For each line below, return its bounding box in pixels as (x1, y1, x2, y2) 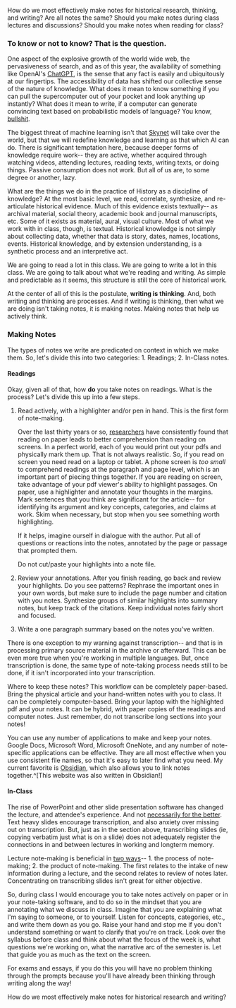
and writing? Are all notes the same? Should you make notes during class (7, 13, 220, 22)
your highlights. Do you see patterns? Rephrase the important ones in (17, 581, 220, 589)
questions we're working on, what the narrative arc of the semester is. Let (7, 943, 222, 951)
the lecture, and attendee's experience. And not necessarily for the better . (7, 810, 222, 819)
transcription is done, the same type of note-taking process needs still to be (7, 660, 228, 670)
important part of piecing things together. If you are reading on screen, (17, 473, 223, 481)
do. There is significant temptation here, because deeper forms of (7, 143, 199, 152)
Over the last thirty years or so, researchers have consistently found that (17, 427, 229, 436)
